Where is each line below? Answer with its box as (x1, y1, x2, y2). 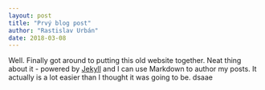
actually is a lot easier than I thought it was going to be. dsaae (8, 72, 213, 82)
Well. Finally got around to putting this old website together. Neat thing (8, 56, 242, 65)
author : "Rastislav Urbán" (8, 26, 99, 34)
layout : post (8, 11, 52, 20)
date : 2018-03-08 (8, 33, 67, 42)
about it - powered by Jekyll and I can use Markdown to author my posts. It (8, 65, 257, 74)
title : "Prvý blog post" (8, 19, 92, 27)
